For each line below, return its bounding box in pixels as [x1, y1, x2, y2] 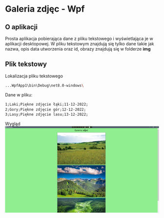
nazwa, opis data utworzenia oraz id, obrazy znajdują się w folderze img [5, 46, 151, 52]
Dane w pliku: [5, 91, 33, 98]
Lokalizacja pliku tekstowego [5, 73, 63, 79]
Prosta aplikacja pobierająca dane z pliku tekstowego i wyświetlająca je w [5, 36, 153, 41]
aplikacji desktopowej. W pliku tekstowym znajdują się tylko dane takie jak [5, 41, 154, 47]
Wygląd [5, 121, 20, 127]
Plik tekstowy [5, 60, 47, 69]
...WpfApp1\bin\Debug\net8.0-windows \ [5, 83, 84, 88]
